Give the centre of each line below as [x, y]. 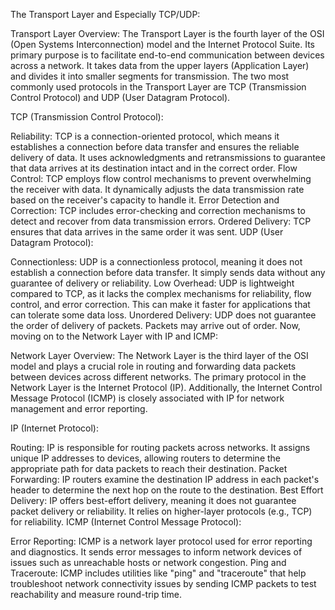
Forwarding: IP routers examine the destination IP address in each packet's [165, 479]
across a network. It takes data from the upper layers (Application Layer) [160, 65]
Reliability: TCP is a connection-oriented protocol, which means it [145, 136]
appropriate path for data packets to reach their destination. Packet [149, 468]
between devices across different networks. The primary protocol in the [158, 377]
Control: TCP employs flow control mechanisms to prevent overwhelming [161, 178]
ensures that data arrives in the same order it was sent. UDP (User [147, 232]
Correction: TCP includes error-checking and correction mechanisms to [158, 210]
